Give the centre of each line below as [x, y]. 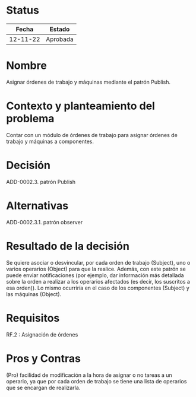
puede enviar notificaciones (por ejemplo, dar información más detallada [95, 275]
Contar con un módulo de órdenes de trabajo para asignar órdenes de [92, 135]
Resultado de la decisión [68, 246]
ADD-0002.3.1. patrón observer [45, 222]
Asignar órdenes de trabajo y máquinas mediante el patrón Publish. [88, 82]
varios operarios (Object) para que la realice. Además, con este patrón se [96, 269]
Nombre [27, 66]
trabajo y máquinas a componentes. [50, 141]
